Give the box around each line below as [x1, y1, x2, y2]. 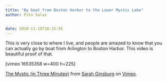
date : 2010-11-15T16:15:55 [5, 26, 63, 31]
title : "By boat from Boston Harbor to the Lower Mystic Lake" [5, 7, 144, 13]
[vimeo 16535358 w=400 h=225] [5, 61, 76, 67]
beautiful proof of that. [5, 51, 53, 57]
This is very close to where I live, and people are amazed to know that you [5, 40, 162, 46]
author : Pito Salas [5, 12, 47, 17]
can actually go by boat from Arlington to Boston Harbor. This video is [5, 46, 153, 52]
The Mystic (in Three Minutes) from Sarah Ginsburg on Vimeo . [5, 71, 137, 77]
